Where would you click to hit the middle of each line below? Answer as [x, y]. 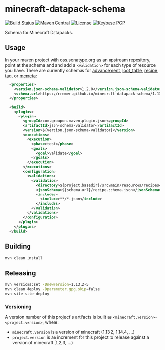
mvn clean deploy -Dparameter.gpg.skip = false [52, 289]
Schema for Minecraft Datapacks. [39, 32]
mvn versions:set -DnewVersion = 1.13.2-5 [47, 285]
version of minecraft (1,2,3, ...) [42, 343]
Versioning [18, 306]
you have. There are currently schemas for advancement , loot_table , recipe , [82, 70]
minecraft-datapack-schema [65, 9]
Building [18, 247]
